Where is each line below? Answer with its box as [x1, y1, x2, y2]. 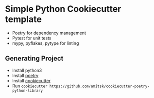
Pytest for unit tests [12, 35, 51, 41]
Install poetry [12, 72, 39, 78]
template [5, 14, 42, 25]
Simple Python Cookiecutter [5, 3, 121, 15]
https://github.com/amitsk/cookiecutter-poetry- [49, 84, 150, 89]
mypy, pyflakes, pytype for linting [12, 40, 79, 46]
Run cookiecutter [12, 83, 48, 89]
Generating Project [5, 55, 64, 63]
